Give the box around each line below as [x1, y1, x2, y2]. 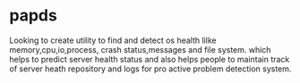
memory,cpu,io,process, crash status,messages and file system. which [9, 44, 271, 54]
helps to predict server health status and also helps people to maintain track [9, 54, 290, 64]
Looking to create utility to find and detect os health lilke [9, 35, 217, 46]
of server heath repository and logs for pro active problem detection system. [9, 63, 292, 74]
